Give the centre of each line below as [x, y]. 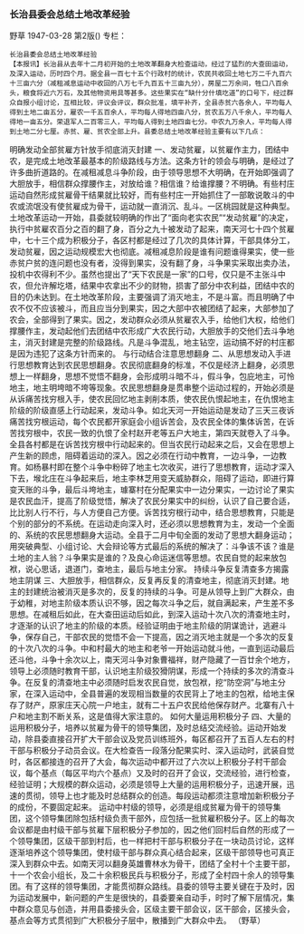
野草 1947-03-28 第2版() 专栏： [68, 36]
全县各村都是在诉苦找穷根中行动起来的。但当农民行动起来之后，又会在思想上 [152, 444]
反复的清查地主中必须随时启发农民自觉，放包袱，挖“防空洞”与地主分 [160, 683]
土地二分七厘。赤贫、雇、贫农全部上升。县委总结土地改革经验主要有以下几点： [140, 132]
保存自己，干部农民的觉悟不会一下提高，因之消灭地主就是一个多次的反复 [160, 637]
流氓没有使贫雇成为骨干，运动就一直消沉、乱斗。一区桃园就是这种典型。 [160, 207]
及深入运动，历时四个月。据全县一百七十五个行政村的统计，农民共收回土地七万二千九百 [147, 74]
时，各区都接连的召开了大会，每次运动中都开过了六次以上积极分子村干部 [144, 762]
